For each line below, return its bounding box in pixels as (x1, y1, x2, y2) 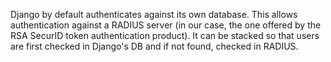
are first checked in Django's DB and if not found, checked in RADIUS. (10, 40, 299, 52)
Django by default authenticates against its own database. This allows (10, 9, 298, 20)
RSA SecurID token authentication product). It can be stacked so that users (10, 30, 320, 41)
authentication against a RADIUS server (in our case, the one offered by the (10, 19, 322, 31)
